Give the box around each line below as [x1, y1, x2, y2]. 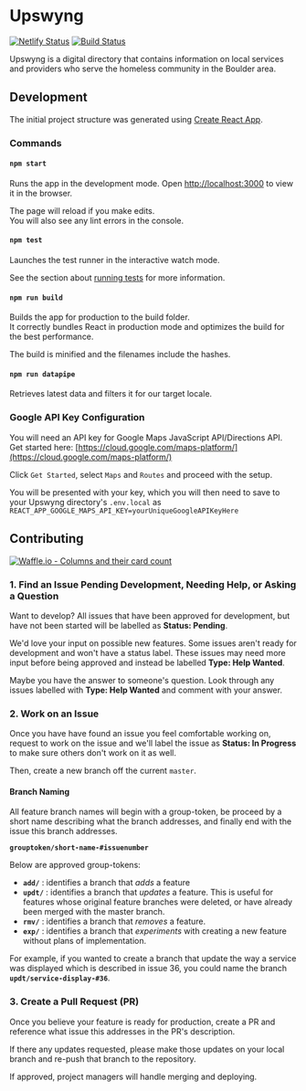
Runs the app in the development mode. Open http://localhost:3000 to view [9, 177, 294, 188]
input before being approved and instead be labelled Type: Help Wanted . [9, 657, 285, 668]
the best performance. [9, 331, 94, 343]
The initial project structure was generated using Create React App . [9, 113, 263, 124]
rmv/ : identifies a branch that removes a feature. [22, 916, 206, 927]
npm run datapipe [9, 369, 76, 379]
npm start [9, 159, 47, 169]
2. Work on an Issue [9, 707, 100, 720]
